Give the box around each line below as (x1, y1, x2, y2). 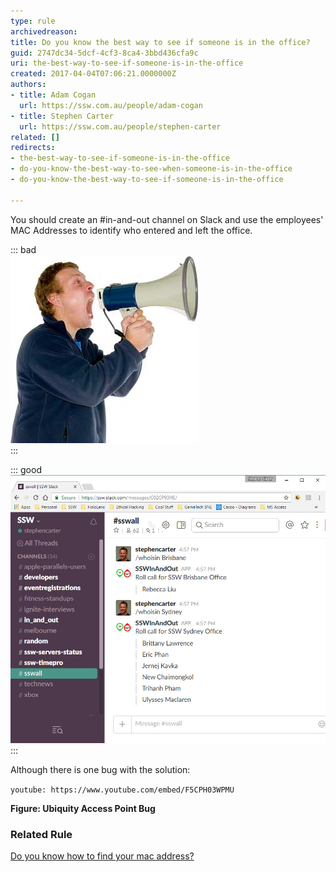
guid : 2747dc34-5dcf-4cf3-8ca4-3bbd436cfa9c (10, 48, 199, 58)
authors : (10, 80, 47, 90)
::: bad (10, 243, 37, 255)
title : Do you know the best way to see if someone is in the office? (10, 37, 311, 47)
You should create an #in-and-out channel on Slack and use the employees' (10, 213, 324, 225)
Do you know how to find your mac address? (10, 850, 195, 862)
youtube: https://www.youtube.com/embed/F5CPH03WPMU (10, 785, 235, 795)
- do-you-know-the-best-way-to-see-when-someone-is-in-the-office (10, 164, 293, 174)
